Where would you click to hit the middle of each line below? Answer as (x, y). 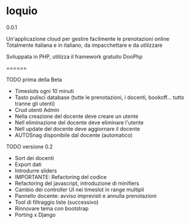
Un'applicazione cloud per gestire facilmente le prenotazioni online (88, 39)
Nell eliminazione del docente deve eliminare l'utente (79, 122)
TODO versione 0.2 (30, 146)
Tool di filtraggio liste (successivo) (57, 202)
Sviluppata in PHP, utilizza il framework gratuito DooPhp (75, 56)
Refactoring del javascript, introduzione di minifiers (77, 183)
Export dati (28, 164)
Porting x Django (35, 215)
